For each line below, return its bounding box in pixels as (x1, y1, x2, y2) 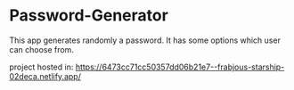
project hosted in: (9, 61, 74, 72)
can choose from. (9, 44, 74, 54)
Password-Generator (9, 5, 169, 26)
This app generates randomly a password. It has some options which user (9, 35, 281, 45)
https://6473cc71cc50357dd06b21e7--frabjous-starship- (75, 61, 285, 72)
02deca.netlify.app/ (9, 70, 82, 81)
